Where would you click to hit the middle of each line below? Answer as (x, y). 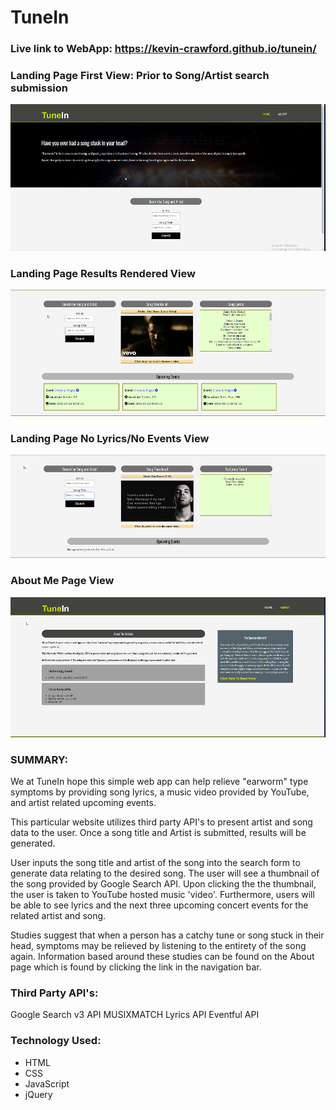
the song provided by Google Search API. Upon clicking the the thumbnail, (163, 884)
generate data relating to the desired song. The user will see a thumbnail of (165, 873)
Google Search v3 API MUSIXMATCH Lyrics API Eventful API (135, 1015)
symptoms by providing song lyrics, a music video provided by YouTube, (160, 792)
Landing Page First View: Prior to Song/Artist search (140, 76)
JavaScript (47, 1083)
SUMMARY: (39, 759)
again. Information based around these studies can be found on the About (162, 957)
